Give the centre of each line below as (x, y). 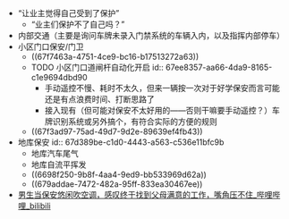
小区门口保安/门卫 (51, 46)
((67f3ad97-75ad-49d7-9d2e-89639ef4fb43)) (117, 131)
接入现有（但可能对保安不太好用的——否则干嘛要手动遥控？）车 (162, 110)
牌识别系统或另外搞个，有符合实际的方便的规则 (131, 122)
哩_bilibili (34, 206)
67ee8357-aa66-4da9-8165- (219, 67)
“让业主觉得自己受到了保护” (68, 13)
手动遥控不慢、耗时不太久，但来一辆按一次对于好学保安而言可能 (162, 88)
